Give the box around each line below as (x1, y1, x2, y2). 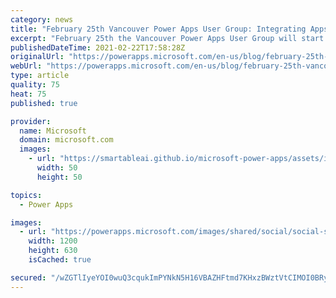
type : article (10, 71, 70, 81)
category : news (10, 14, 74, 25)
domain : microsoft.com (19, 135, 114, 145)
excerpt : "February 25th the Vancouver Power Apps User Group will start (10, 33, 325, 43)
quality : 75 (10, 80, 60, 90)
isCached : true (28, 255, 92, 265)
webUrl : (10, 61, 43, 71)
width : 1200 (28, 236, 78, 246)
